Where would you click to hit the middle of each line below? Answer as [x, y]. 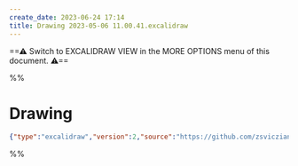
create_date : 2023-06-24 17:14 [67, 17]
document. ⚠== [39, 60]
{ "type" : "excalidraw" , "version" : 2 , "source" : [93, 137]
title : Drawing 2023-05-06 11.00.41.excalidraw [99, 26]
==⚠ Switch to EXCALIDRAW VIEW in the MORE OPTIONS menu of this [140, 51]
